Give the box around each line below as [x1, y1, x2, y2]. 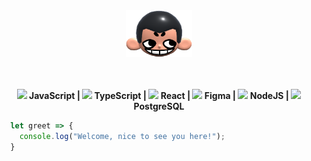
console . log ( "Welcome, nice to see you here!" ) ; [19, 131, 226, 141]
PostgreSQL [133, 100, 185, 112]
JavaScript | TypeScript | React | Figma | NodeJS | [28, 90, 289, 101]
